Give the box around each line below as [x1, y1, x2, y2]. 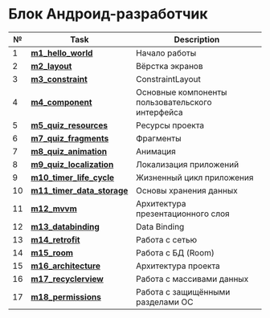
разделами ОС [136, 296, 194, 308]
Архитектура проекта [136, 260, 221, 271]
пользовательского [136, 96, 212, 108]
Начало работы [136, 47, 197, 59]
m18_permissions [31, 291, 102, 302]
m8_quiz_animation [31, 145, 107, 157]
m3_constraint [31, 73, 88, 84]
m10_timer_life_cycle [31, 172, 115, 183]
